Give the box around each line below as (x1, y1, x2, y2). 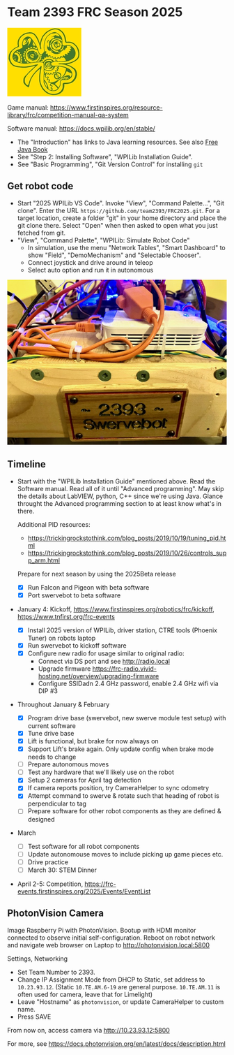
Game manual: (7, 103, 49, 112)
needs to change (27, 752, 77, 762)
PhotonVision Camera (7, 908, 104, 919)
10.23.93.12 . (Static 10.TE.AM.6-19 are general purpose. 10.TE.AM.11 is (17, 982, 221, 991)
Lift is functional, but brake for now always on (27, 737, 159, 745)
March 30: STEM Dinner (27, 866, 97, 874)
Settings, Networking (7, 954, 68, 963)
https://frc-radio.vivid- (92, 664, 157, 673)
